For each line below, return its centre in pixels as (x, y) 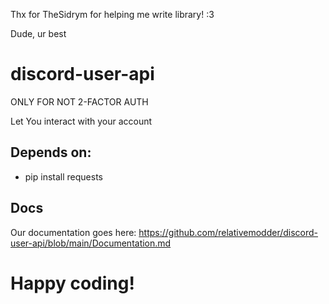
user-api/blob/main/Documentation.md (91, 243)
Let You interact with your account (81, 121)
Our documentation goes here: (73, 232)
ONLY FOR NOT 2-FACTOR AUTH (79, 101)
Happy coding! (72, 283)
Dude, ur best (38, 33)
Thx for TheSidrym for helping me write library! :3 (112, 14)
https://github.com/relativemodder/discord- (228, 232)
